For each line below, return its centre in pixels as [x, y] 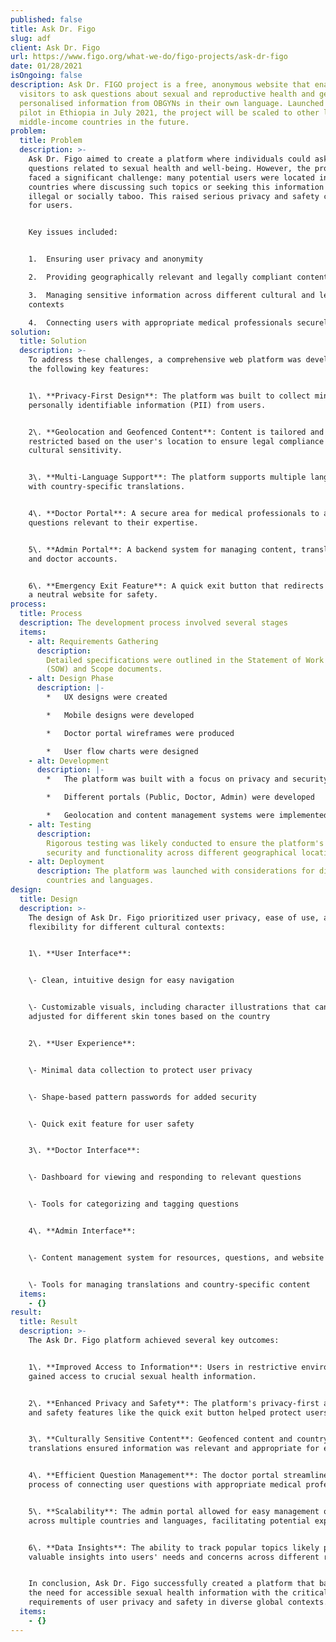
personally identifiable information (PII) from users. [147, 405]
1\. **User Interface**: [80, 954]
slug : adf [31, 38]
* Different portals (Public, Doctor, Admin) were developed [180, 797]
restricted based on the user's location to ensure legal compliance [176, 441]
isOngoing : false [46, 76]
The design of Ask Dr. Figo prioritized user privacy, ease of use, [174, 917]
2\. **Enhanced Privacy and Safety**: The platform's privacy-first [174, 1403]
